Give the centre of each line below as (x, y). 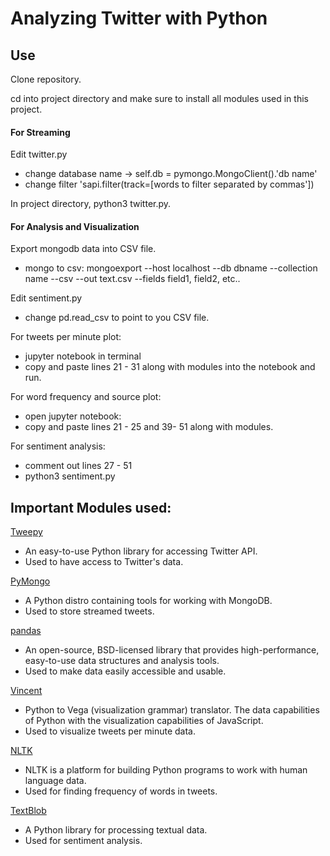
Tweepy (26, 532)
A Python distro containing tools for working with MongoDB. (148, 601)
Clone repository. (46, 79)
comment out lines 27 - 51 (78, 466)
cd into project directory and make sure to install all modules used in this (159, 98)
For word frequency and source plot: (86, 397)
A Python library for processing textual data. (116, 830)
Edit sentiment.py (46, 298)
